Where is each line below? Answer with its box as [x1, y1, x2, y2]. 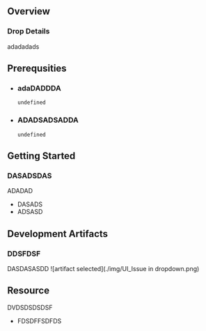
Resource [7, 285, 50, 297]
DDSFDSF [7, 249, 41, 259]
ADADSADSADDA [17, 115, 79, 125]
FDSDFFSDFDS [17, 316, 62, 325]
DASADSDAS [7, 171, 52, 180]
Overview [7, 6, 51, 17]
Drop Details [7, 26, 50, 36]
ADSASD [17, 208, 43, 216]
